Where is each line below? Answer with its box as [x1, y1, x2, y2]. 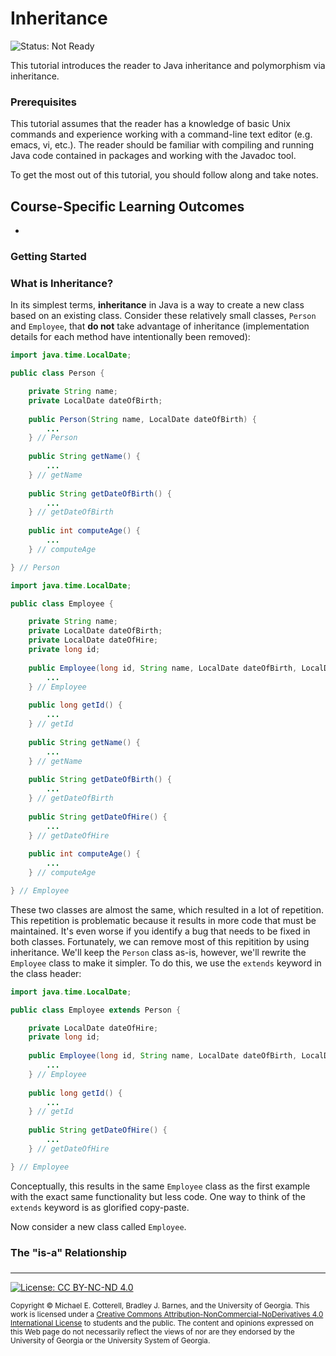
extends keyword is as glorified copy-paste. [10, 1201, 190, 1213]
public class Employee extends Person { [10, 1005, 182, 1015]
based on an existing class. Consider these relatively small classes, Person [10, 310, 317, 322]
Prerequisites [10, 95, 77, 109]
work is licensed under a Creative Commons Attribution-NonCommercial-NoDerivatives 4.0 [10, 1310, 324, 1320]
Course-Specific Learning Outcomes [10, 198, 245, 215]
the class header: [10, 967, 82, 979]
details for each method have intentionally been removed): [10, 331, 251, 343]
